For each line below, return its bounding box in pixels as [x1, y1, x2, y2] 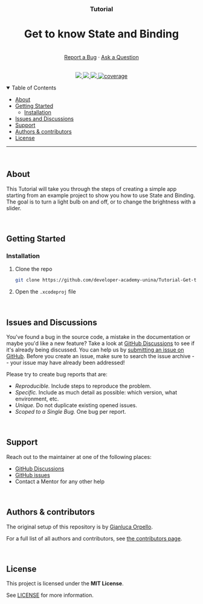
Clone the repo [14, 265, 53, 273]
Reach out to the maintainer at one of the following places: [6, 453, 152, 460]
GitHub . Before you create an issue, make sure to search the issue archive [6, 353, 191, 360]
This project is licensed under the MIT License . [6, 580, 124, 587]
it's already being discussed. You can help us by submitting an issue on [6, 346, 184, 353]
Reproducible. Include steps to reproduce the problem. [14, 382, 152, 390]
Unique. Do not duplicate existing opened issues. [14, 402, 138, 409]
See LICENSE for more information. [6, 591, 94, 599]
